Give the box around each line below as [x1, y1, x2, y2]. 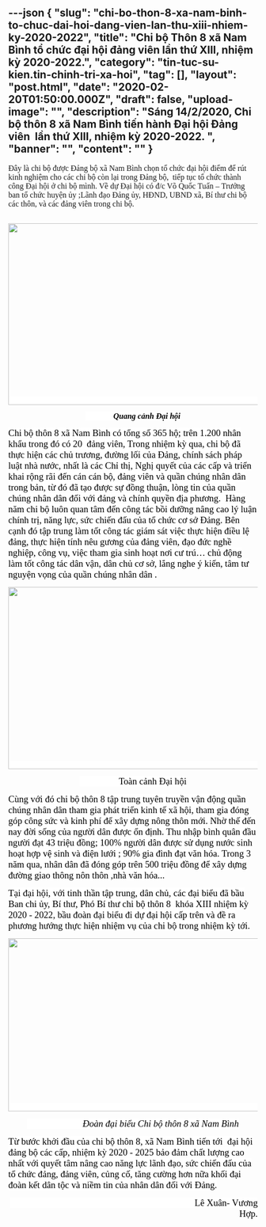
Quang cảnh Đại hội [113, 411, 180, 420]
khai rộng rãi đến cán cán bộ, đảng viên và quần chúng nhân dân [8, 470, 246, 482]
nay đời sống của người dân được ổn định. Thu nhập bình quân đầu [8, 826, 256, 838]
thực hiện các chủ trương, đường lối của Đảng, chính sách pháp [8, 449, 243, 460]
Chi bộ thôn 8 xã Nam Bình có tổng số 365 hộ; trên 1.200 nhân [8, 427, 241, 439]
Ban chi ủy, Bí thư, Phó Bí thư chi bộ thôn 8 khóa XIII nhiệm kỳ [8, 898, 249, 910]
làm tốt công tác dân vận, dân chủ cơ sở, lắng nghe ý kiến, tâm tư [8, 557, 249, 569]
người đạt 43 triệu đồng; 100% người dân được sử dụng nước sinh [8, 837, 253, 848]
